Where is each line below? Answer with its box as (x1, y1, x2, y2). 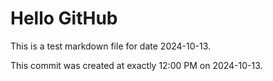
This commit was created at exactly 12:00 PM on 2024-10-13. (10, 59, 263, 71)
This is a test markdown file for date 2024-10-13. (10, 40, 212, 52)
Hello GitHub (10, 7, 118, 30)
